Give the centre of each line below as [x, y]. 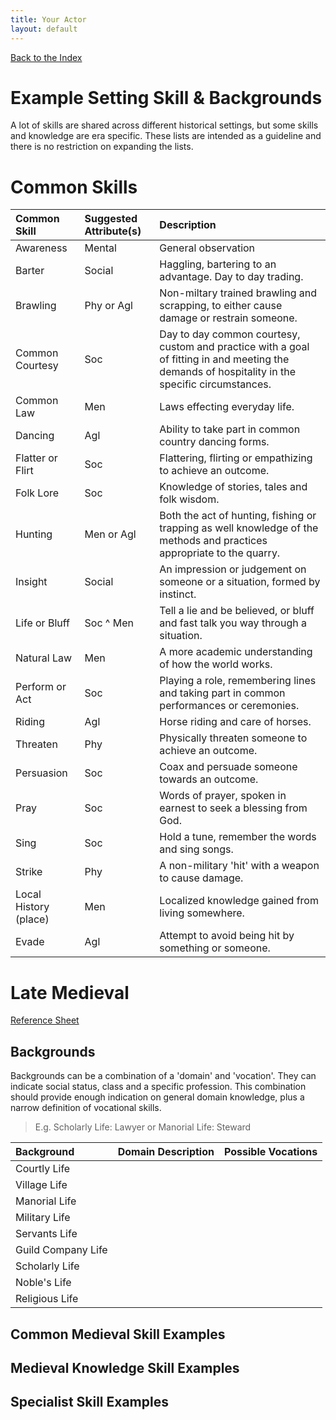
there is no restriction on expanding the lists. [102, 147]
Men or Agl [110, 534]
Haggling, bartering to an [218, 264]
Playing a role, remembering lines [238, 681]
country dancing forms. [214, 442]
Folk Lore [37, 493]
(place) [32, 919]
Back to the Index [46, 57]
